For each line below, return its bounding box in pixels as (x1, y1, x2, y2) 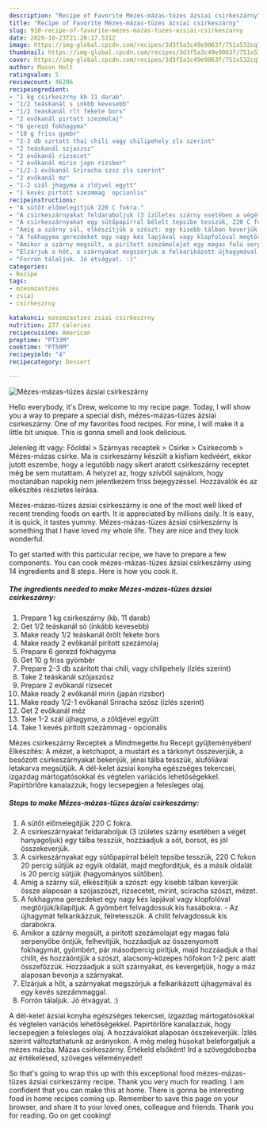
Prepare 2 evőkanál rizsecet (20, 680, 113, 690)
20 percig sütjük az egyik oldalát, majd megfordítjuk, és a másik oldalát (20, 860, 253, 870)
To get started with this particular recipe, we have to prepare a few (9, 549, 227, 559)
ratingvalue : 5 (9, 71, 59, 79)
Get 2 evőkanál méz (20, 706, 86, 715)
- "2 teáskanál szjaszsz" (9, 144, 94, 152)
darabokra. (20, 919, 57, 929)
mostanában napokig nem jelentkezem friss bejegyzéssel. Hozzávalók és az (9, 476, 258, 486)
